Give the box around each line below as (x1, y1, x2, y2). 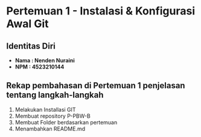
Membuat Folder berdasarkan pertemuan (14, 118, 118, 126)
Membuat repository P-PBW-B (14, 112, 91, 120)
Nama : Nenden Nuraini (14, 57, 75, 64)
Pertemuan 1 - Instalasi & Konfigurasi (6, 4, 196, 18)
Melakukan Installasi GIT (14, 106, 77, 113)
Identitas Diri (6, 41, 56, 51)
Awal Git (6, 17, 49, 31)
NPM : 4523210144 (14, 63, 65, 70)
